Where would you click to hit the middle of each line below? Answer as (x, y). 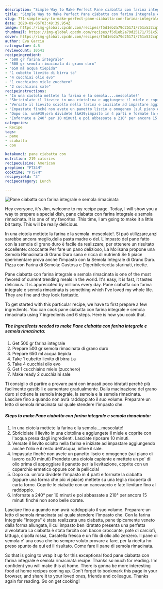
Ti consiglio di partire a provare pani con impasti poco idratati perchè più (78, 384)
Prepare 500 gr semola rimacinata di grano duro (60, 348)
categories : (17, 123)
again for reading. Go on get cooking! (42, 581)
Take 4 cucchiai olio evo (36, 364)
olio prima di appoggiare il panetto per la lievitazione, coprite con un (80, 464)
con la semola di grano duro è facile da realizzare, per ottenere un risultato (80, 244)
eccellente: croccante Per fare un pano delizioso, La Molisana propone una (80, 249)
